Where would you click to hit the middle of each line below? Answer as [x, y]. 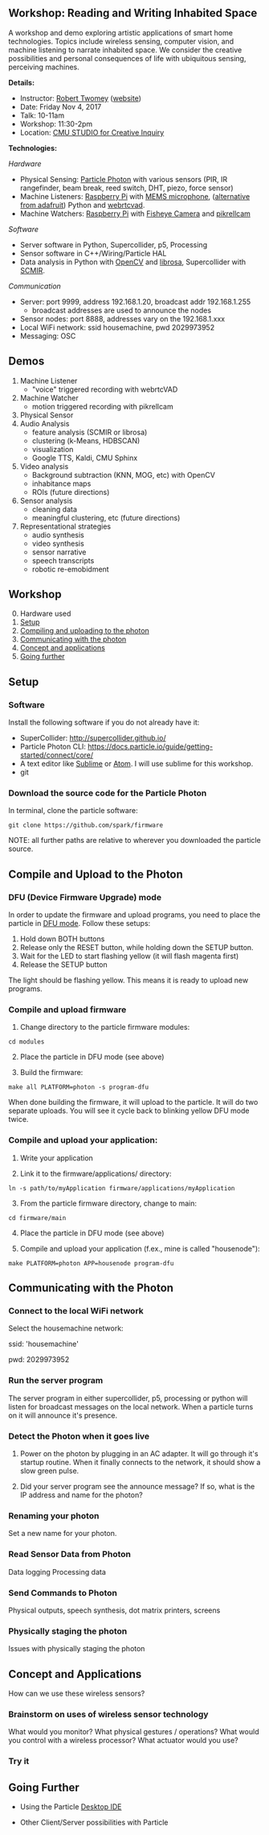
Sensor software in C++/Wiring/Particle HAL [93, 253]
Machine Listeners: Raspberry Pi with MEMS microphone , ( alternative [135, 196]
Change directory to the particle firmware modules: [105, 1028]
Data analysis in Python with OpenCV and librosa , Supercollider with [133, 262]
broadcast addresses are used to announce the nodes [121, 310]
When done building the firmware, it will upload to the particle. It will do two [133, 1102]
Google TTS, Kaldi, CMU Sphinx [85, 458]
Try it [19, 1762]
